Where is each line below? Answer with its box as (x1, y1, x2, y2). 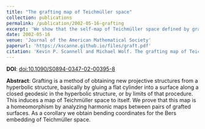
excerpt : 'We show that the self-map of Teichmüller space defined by (6, 26, 190, 32)
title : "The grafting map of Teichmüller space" (6, 9, 132, 15)
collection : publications (6, 15, 72, 21)
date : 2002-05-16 (6, 32, 51, 38)
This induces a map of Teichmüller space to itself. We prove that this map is (6, 96, 196, 103)
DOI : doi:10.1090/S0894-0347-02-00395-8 (6, 65, 116, 72)
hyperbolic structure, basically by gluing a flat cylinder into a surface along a (6, 83, 199, 91)
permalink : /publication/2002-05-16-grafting (6, 20, 124, 26)
